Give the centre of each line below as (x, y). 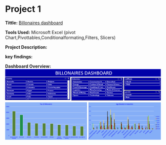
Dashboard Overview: (28, 66)
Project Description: (26, 47)
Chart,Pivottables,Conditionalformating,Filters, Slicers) (61, 37)
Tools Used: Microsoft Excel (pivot (40, 32)
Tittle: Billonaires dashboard (34, 23)
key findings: (19, 56)
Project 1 (23, 9)
